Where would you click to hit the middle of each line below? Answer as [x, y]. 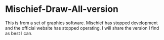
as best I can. [19, 33]
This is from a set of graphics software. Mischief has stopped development [82, 23]
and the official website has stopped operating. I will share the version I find [82, 28]
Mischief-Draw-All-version [62, 9]
